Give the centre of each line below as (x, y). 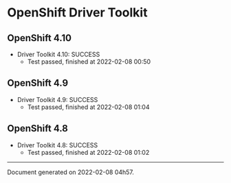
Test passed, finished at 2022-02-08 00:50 (89, 62)
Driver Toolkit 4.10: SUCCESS (58, 54)
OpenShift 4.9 (38, 83)
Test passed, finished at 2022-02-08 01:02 (88, 152)
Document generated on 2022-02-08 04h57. (70, 172)
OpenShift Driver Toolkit (77, 13)
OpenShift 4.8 (38, 129)
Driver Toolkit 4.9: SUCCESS (57, 99)
